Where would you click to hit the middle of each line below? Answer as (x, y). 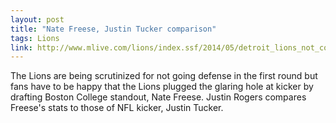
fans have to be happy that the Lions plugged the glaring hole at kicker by (162, 87)
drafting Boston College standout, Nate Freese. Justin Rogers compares (158, 97)
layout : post (37, 19)
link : (21, 47)
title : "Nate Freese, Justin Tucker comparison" (113, 29)
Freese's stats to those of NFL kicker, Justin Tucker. (117, 108)
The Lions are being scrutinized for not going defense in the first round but (164, 76)
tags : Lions (35, 38)
